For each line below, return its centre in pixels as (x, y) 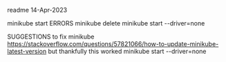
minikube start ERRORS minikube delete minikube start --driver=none (106, 23)
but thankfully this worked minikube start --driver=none (127, 51)
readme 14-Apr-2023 (37, 10)
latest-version (27, 51)
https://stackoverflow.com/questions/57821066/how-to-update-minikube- (113, 44)
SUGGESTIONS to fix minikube (51, 37)
